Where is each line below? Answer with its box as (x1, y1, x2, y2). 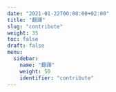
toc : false (7, 36, 39, 43)
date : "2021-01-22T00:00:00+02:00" (7, 10, 110, 17)
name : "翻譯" (19, 62, 55, 68)
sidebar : (13, 55, 39, 62)
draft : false (7, 42, 45, 49)
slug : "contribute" (7, 23, 64, 30)
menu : (7, 49, 23, 56)
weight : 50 (19, 68, 51, 75)
